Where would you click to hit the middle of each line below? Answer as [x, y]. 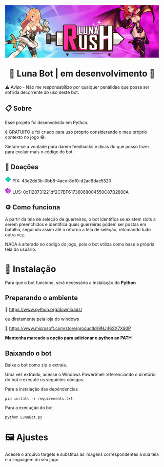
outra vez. [15, 235]
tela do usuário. [21, 249]
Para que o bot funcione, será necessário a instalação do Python [71, 283]
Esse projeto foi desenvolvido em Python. [47, 122]
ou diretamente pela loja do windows [42, 319]
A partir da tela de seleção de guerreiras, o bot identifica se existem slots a [81, 219]
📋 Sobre [19, 108]
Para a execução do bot [29, 408]
